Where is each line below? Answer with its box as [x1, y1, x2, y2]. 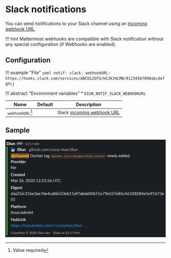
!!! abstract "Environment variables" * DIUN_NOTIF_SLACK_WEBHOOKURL [5, 90, 146, 96]
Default [37, 101, 53, 108]
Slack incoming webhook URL [57, 109, 120, 115]
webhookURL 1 [7, 109, 33, 116]
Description [76, 101, 102, 108]
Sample [5, 126, 30, 135]
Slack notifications [5, 4, 87, 15]
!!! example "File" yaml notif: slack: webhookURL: [5, 69, 111, 75]
